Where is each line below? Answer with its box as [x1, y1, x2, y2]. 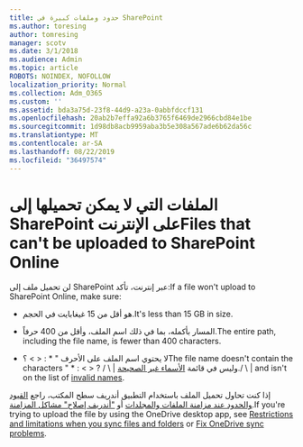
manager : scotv [9, 38, 67, 48]
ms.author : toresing [9, 22, 87, 31]
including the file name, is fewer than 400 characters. [22, 335, 222, 347]
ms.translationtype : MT [9, 131, 99, 140]
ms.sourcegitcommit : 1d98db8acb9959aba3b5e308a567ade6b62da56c [9, 123, 252, 132]
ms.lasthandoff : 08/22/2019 [9, 147, 115, 156]
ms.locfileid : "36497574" [9, 155, 106, 165]
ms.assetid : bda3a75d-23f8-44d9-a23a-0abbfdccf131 [9, 105, 204, 114]
